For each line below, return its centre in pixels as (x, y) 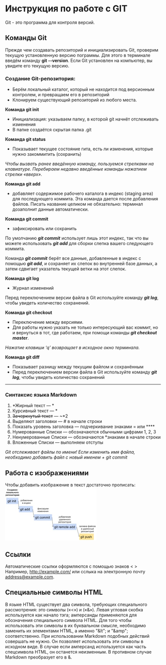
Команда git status (25, 139)
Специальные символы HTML (54, 592)
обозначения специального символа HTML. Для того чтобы (68, 620)
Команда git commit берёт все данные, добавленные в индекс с (73, 258)
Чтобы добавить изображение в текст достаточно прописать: (70, 485)
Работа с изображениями (47, 473)
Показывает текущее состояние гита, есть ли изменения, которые (83, 149)
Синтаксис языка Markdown (41, 395)
